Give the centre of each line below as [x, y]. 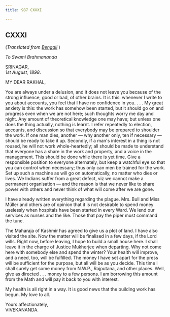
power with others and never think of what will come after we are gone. [80, 189]
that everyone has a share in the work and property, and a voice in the [79, 152]
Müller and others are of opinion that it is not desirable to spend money [79, 205]
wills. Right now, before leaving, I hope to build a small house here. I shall [82, 242]
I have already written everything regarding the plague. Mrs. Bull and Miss [82, 199]
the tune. [15, 221]
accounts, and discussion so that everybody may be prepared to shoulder [82, 130]
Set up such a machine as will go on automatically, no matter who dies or [82, 173]
